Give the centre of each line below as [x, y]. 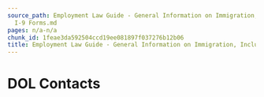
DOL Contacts [54, 84]
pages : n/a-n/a [32, 30]
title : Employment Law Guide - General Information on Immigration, [122, 45]
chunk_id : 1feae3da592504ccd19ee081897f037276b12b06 [96, 37]
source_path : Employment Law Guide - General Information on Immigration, [133, 15]
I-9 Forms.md [36, 23]
